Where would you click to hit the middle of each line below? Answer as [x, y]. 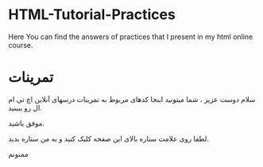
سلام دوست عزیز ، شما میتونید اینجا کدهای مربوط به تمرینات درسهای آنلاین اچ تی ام [132, 99]
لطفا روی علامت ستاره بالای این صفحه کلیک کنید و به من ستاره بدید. [108, 138]
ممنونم [19, 153]
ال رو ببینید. [25, 107]
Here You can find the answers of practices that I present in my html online [131, 37]
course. [21, 45]
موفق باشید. [27, 123]
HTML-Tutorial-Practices [92, 15]
